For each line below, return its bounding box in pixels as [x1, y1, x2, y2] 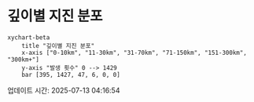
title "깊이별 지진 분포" [21, 42, 95, 49]
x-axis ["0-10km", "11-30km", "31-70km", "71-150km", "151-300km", [21, 49, 247, 56]
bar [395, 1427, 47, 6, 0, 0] [21, 71, 121, 78]
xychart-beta [7, 33, 50, 42]
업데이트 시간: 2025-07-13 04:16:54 [7, 86, 120, 95]
